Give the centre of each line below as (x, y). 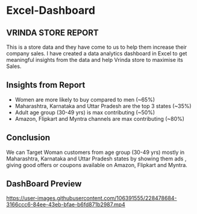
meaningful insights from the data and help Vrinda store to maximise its (95, 60)
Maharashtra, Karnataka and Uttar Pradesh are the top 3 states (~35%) (103, 106)
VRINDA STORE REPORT (53, 33)
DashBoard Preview (44, 184)
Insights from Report (46, 85)
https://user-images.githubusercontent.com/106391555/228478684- (92, 198)
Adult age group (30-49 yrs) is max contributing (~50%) (85, 112)
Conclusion (28, 138)
